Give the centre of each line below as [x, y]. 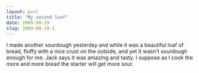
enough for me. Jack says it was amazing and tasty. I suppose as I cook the [100, 58]
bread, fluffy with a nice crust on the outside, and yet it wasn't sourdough [97, 52]
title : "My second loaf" [37, 17]
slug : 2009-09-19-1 [31, 28]
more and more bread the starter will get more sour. [70, 64]
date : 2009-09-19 [28, 23]
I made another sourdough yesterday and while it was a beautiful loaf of [95, 45]
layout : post [22, 12]
